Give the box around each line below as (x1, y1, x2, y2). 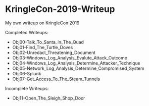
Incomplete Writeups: (5, 85, 49, 91)
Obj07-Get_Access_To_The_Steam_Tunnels (12, 76, 100, 82)
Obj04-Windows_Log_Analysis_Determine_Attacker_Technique (12, 60, 141, 66)
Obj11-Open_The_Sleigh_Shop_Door (12, 95, 85, 101)
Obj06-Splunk (12, 70, 41, 76)
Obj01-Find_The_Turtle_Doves (12, 44, 73, 50)
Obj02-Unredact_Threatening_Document (12, 50, 96, 55)
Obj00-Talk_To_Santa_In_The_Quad (12, 39, 84, 45)
